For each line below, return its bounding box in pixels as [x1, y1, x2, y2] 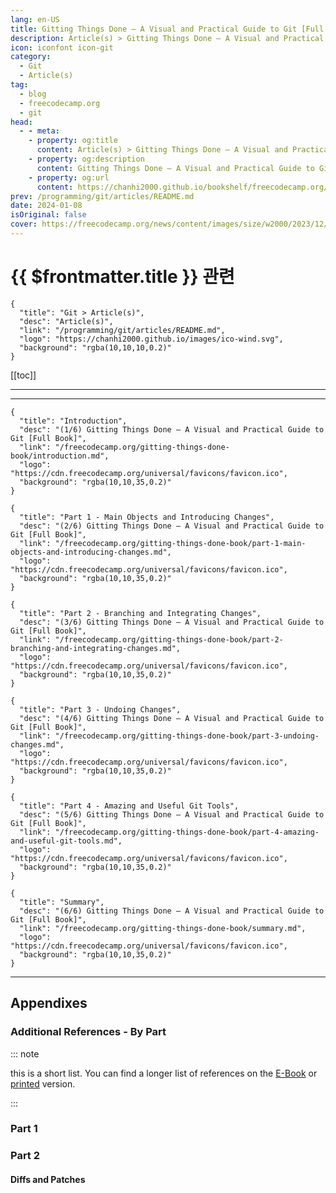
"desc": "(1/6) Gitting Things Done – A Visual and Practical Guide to [19, 424, 325, 435]
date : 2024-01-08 [10, 201, 83, 211]
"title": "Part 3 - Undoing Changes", [19, 704, 182, 715]
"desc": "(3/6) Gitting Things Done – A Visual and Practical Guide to [19, 617, 325, 627]
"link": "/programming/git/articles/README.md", [19, 325, 226, 335]
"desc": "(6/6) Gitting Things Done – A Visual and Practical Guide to [19, 906, 325, 916]
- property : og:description [28, 154, 145, 164]
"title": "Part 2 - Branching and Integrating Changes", [19, 608, 262, 618]
